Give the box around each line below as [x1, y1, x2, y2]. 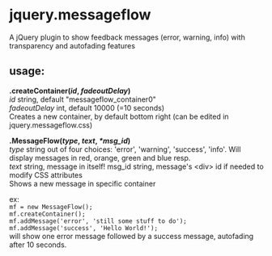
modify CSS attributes [9, 170, 83, 179]
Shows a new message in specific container [9, 178, 156, 188]
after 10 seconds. [9, 240, 67, 250]
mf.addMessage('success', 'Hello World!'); [9, 224, 159, 232]
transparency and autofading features [9, 40, 136, 50]
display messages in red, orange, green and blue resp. [9, 153, 191, 162]
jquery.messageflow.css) [9, 120, 93, 130]
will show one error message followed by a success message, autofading [9, 231, 254, 241]
